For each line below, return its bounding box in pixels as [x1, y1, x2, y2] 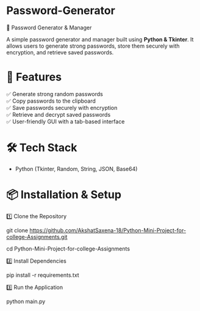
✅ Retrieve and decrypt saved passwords [6, 111, 111, 118]
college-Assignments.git [6, 233, 68, 240]
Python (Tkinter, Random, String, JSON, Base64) [15, 165, 138, 172]
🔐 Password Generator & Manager [6, 24, 92, 31]
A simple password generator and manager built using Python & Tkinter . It [6, 35, 194, 43]
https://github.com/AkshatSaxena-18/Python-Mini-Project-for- [29, 227, 187, 234]
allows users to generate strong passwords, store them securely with [6, 42, 180, 49]
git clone [6, 227, 29, 234]
